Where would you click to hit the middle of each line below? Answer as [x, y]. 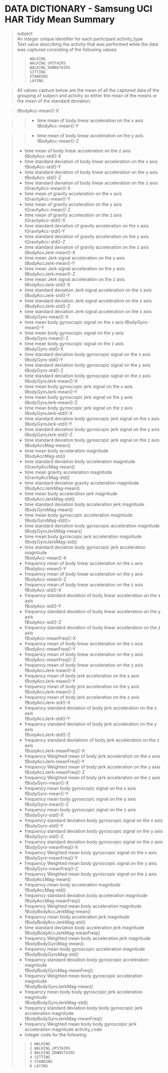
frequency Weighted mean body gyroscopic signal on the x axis [91, 852]
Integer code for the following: [56, 1035]
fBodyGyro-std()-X [44, 815]
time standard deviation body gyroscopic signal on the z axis [88, 376]
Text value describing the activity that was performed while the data [88, 44]
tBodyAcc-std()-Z [43, 177]
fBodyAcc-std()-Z [43, 622]
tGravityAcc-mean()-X [48, 188]
